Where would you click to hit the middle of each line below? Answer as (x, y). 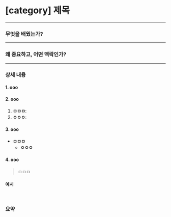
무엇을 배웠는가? (24, 34)
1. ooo (12, 88)
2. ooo (12, 99)
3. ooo (12, 129)
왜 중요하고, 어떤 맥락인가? (36, 55)
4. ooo (12, 160)
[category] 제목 (38, 10)
